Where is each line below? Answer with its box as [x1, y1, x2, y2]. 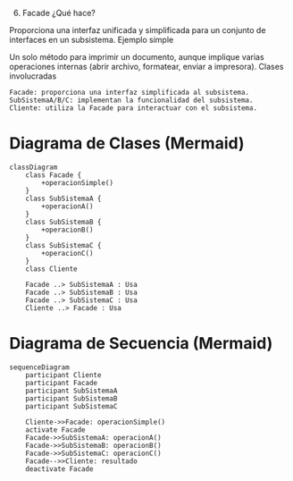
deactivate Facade [25, 464, 94, 473]
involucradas [9, 71, 57, 81]
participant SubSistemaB [25, 393, 118, 403]
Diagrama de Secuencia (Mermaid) [9, 333, 273, 354]
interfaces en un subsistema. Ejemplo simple [9, 35, 174, 45]
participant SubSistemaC [25, 401, 118, 410]
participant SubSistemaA [25, 386, 118, 395]
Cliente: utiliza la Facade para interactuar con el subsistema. [9, 104, 257, 113]
